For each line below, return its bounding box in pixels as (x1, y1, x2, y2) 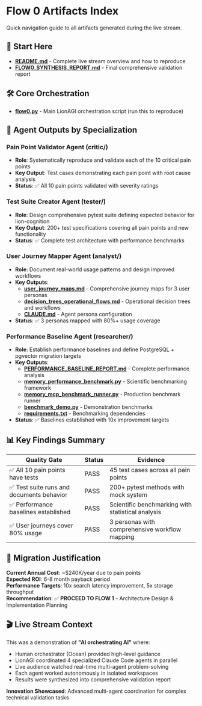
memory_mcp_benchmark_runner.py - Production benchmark (23, 391, 181, 398)
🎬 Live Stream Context (6, 619, 93, 630)
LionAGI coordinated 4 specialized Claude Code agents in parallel (14, 657, 178, 664)
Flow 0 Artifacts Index (6, 4, 119, 18)
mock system (109, 490, 147, 499)
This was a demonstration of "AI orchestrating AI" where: (6, 639, 150, 646)
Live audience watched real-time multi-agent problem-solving (14, 663, 169, 670)
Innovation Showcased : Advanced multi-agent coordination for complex (6, 687, 186, 695)
